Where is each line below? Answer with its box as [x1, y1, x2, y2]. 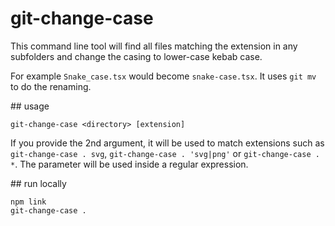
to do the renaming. [10, 80, 92, 92]
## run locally [10, 177, 67, 189]
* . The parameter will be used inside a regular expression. [10, 158, 249, 170]
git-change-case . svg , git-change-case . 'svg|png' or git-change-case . [10, 147, 320, 159]
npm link [10, 197, 47, 207]
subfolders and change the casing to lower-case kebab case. [10, 50, 263, 62]
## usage [10, 100, 50, 112]
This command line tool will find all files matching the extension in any [10, 40, 298, 52]
